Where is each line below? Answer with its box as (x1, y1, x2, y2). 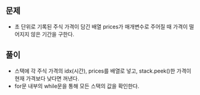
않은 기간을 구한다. (30, 30, 75, 38)
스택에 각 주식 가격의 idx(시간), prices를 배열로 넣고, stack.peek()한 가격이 (14, 67, 192, 74)
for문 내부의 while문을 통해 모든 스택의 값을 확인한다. (14, 82, 140, 90)
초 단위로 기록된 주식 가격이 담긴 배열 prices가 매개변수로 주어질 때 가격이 (14, 23, 188, 30)
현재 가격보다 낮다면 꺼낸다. (14, 74, 80, 82)
